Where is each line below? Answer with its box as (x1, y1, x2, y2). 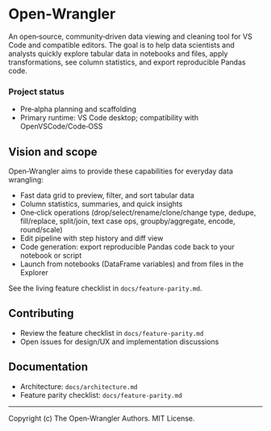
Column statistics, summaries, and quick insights (19, 199, 183, 209)
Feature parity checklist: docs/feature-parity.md (19, 390, 183, 400)
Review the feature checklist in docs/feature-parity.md (19, 328, 204, 337)
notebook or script (19, 251, 82, 261)
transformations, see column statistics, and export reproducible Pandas (8, 57, 246, 67)
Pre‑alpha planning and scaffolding (19, 104, 137, 114)
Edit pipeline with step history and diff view (19, 233, 164, 243)
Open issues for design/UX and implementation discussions (19, 337, 219, 346)
